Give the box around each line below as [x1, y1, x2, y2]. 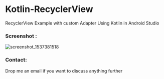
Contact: [5, 56, 27, 63]
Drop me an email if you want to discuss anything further [5, 67, 123, 73]
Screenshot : [5, 32, 37, 39]
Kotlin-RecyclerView [5, 3, 94, 15]
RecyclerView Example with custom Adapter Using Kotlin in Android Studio [5, 20, 159, 26]
